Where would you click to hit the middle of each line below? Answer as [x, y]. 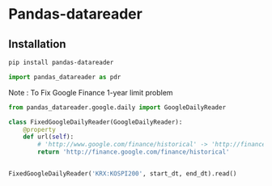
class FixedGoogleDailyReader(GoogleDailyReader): [96, 122]
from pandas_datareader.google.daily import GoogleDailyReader [117, 107]
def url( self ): [49, 137]
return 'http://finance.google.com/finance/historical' [134, 152]
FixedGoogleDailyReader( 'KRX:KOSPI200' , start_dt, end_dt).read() [123, 174]
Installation [37, 44]
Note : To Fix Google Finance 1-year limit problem [91, 92]
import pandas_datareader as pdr [65, 77]
